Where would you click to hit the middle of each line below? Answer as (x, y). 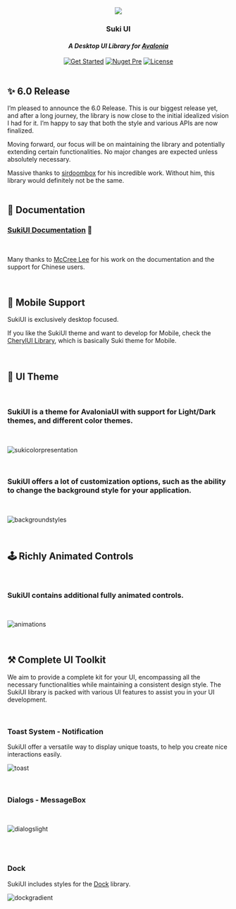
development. (27, 699)
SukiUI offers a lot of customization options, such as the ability (117, 481)
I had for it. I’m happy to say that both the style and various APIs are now (113, 123)
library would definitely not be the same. (66, 180)
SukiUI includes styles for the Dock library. (69, 884)
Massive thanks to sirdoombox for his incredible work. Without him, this (111, 173)
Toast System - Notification (55, 731)
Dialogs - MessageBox (47, 800)
